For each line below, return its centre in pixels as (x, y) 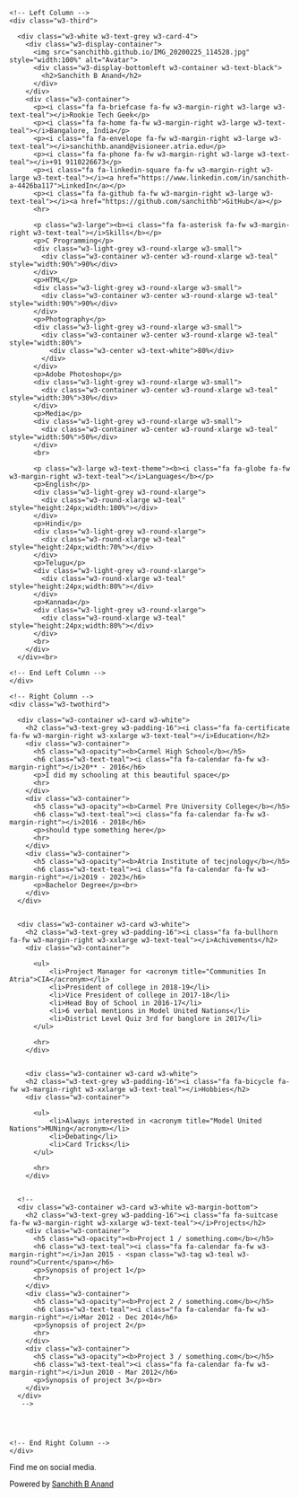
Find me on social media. (53, 1467)
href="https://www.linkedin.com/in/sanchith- (204, 178)
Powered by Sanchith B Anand (62, 1484)
